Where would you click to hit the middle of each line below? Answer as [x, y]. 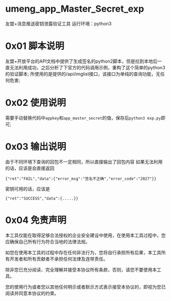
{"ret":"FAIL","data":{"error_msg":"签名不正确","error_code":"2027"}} [81, 179]
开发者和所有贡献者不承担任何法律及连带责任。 [59, 259]
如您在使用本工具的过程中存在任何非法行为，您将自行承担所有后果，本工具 [83, 252]
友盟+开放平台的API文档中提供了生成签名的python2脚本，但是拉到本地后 [81, 61]
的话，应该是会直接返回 [30, 168]
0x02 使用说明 [36, 103]
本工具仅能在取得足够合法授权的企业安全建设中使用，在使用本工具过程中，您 [85, 235]
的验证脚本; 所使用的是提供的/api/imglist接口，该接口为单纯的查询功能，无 [83, 74]
